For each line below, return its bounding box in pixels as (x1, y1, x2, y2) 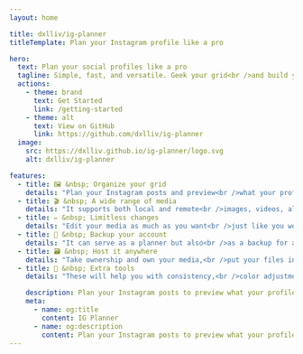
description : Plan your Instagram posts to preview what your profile (25, 288, 297, 298)
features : (9, 171, 47, 181)
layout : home (9, 13, 59, 23)
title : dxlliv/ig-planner (9, 29, 106, 39)
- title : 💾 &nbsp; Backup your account (17, 230, 168, 239)
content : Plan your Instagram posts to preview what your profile (41, 331, 297, 340)
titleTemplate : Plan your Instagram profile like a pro (9, 38, 224, 47)
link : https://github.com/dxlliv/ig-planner (32, 130, 204, 139)
